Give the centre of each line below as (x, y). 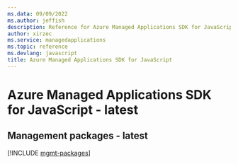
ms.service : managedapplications (57, 40)
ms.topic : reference (38, 47)
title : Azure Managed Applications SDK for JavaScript (90, 60)
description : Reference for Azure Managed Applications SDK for (104, 27)
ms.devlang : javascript (42, 54)
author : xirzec (30, 34)
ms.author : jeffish (36, 20)
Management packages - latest (78, 136)
